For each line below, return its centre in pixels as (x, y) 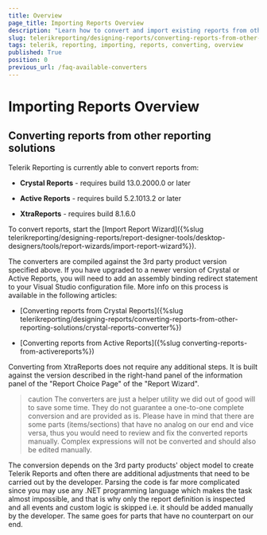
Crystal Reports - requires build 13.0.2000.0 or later (105, 183)
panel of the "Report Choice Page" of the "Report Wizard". (104, 383)
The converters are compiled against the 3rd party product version (118, 261)
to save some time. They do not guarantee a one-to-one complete (136, 407)
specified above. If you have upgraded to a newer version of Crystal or (124, 269)
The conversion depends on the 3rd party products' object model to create (131, 465)
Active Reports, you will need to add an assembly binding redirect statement (133, 278)
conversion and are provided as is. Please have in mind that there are (141, 416)
